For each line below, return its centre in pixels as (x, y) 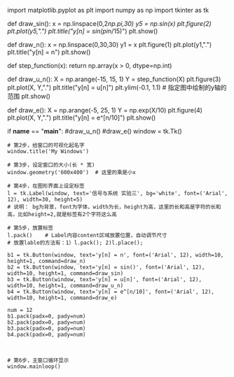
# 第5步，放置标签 (30, 228)
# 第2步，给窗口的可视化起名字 (46, 145)
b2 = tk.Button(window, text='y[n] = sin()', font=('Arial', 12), (106, 267)
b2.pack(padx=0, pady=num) (47, 322)
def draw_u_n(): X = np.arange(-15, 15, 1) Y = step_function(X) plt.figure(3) (114, 79)
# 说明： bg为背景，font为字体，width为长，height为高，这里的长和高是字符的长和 (115, 207)
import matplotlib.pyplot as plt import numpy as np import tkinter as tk (108, 10)
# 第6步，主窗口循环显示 (38, 360)
